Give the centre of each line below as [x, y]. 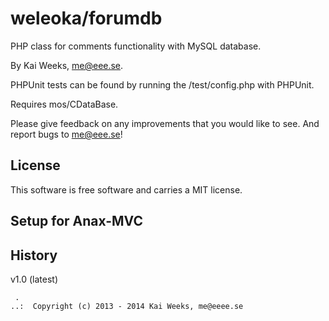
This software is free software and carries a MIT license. [126, 189]
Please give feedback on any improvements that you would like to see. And [165, 123]
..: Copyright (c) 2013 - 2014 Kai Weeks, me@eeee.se [127, 306]
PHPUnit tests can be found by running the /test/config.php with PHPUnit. [162, 84]
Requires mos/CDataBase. [64, 104]
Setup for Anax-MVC [76, 221]
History [34, 255]
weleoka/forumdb [86, 18]
